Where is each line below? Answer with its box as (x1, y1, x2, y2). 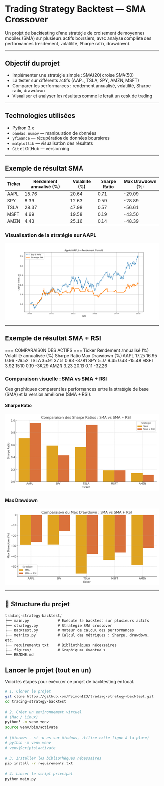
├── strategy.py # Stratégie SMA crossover (5, 623, 112, 628)
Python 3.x (12, 125, 34, 131)
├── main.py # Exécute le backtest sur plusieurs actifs (5, 618, 150, 623)
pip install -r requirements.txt (5, 761, 73, 766)
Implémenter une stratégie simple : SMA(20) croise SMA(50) (12, 72, 134, 78)
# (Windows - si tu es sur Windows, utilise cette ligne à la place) (5, 735, 150, 740)
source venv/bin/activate (5, 725, 58, 730)
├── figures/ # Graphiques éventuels (5, 648, 106, 652)
